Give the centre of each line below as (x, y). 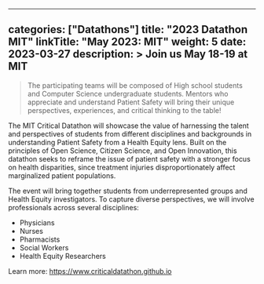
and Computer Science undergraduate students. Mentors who (128, 93)
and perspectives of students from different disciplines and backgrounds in (130, 133)
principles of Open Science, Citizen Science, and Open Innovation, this (123, 151)
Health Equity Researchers (62, 256)
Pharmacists (40, 239)
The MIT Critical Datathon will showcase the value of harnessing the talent (128, 126)
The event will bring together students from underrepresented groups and (128, 191)
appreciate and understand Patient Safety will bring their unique (131, 102)
